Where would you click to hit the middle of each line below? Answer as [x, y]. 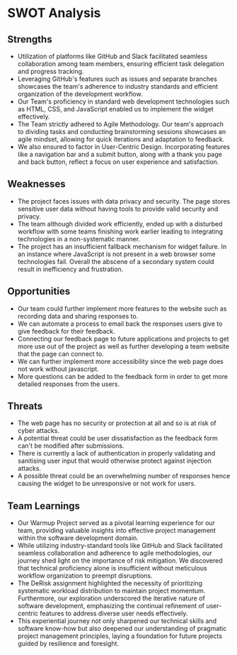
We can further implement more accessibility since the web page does [121, 361]
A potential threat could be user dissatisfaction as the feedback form [117, 439]
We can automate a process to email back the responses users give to [120, 324]
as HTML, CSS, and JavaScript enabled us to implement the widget [115, 109]
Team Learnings [44, 506]
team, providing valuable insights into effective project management [116, 531]
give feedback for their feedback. [66, 331]
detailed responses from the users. [69, 384]
